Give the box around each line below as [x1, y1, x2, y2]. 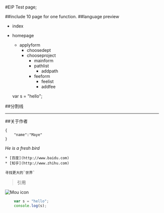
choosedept [26, 47, 51, 53]
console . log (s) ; [14, 203, 47, 208]
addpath [41, 68, 59, 74]
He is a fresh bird [5, 145, 40, 151]
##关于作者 [5, 118, 28, 124]
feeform [34, 73, 50, 79]
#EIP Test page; [5, 4, 37, 10]
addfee [41, 84, 56, 90]
